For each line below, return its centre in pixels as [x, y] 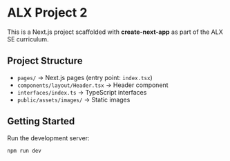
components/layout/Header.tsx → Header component [93, 85]
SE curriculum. [28, 39]
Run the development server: [48, 138]
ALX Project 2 [47, 13]
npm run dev [24, 151]
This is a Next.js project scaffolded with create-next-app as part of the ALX [115, 32]
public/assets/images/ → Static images [74, 100]
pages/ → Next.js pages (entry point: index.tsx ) [85, 77]
